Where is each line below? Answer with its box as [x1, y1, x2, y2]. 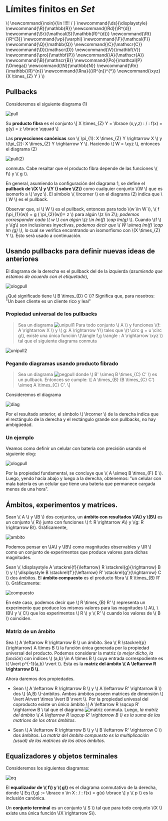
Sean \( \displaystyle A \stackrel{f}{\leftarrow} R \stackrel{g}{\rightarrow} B [5, 564, 161, 570]
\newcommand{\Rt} [110, 30, 151, 36]
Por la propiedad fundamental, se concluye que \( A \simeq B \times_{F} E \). [5, 470, 163, 476]
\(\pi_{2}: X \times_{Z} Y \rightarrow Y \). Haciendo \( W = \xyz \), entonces [5, 140, 160, 146]
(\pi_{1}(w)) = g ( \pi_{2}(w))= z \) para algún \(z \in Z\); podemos [5, 211, 139, 217]
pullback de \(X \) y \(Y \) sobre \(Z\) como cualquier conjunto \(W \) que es [5, 185, 163, 191]
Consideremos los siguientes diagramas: [5, 765, 89, 771]
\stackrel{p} [121, 639, 146, 645]
